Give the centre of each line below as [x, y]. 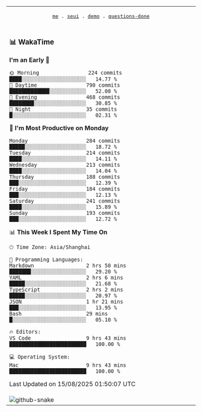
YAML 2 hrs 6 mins [66, 277]
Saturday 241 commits [65, 201]
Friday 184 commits [65, 189]
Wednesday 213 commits [65, 164]
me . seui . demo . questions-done [101, 16]
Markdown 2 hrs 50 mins [68, 265]
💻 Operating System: [40, 357]
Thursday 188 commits [65, 177]
